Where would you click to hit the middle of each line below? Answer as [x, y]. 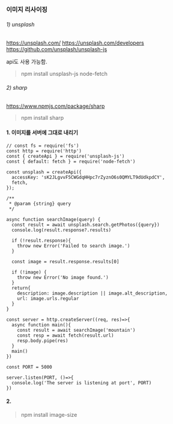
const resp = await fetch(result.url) [65, 335]
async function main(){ [41, 325]
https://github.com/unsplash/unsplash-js [57, 49]
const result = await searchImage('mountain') [76, 330]
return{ [21, 288]
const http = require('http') [44, 151]
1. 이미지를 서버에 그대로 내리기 [42, 132]
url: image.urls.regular [48, 298]
